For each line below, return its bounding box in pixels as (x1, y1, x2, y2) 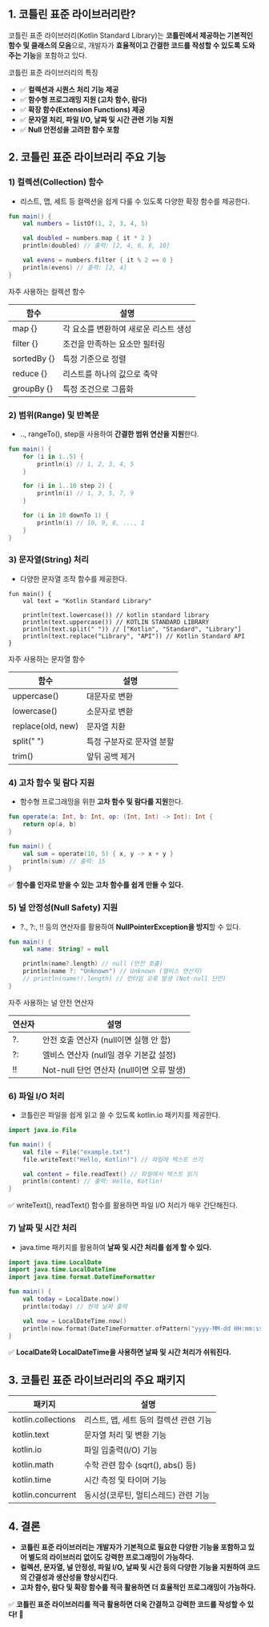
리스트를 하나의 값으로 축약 (62, 368, 159, 379)
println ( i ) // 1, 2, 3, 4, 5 (37, 460, 134, 468)
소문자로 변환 (86, 705, 134, 716)
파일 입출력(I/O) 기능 (83, 1445, 159, 1456)
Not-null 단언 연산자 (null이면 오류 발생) (42, 1064, 187, 1075)
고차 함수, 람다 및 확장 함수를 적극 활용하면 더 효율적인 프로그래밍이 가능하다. (19, 1583, 256, 1593)
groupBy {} (12, 383, 54, 394)
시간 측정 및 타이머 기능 (83, 1475, 167, 1486)
